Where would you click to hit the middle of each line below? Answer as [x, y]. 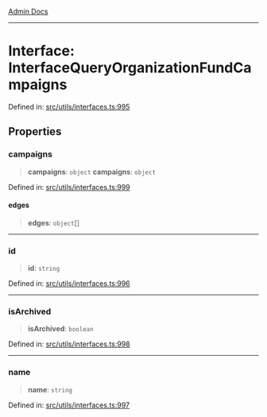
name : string [50, 389]
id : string [44, 268]
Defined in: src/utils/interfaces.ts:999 [70, 187]
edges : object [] [54, 222]
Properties [35, 131]
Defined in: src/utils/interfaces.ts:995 [69, 106]
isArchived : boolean [60, 329]
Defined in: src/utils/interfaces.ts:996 [70, 284]
